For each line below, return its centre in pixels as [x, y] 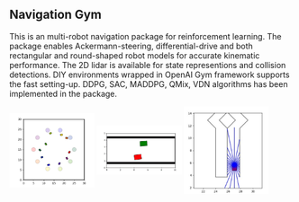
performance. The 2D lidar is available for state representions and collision [148, 65]
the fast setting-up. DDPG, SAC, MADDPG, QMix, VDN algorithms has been [149, 83]
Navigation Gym [55, 15]
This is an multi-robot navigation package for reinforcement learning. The [145, 36]
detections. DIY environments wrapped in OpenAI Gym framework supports [149, 75]
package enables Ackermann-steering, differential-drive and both [131, 46]
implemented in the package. [63, 93]
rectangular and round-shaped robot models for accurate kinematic [135, 55]
